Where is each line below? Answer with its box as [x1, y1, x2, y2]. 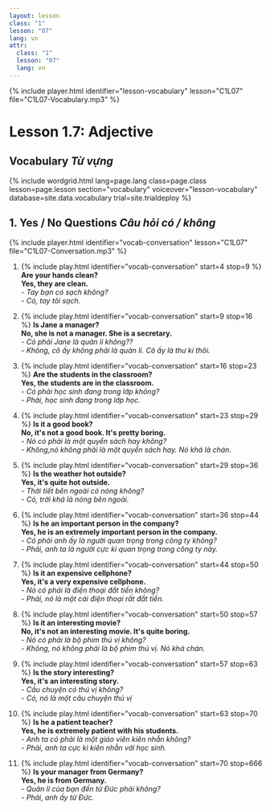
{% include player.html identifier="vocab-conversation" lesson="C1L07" [9, 238, 248, 247]
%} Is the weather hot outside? [20, 469, 127, 478]
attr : [9, 42, 27, 50]
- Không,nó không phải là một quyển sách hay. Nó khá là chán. [20, 445, 232, 454]
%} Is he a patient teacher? [20, 717, 113, 727]
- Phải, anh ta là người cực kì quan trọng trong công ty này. [20, 543, 218, 554]
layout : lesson [9, 11, 60, 20]
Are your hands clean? [20, 270, 99, 279]
